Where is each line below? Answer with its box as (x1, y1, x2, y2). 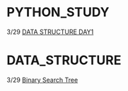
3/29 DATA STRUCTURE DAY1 (6, 28, 94, 36)
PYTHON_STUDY (6, 4, 110, 20)
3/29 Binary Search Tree (6, 75, 78, 84)
